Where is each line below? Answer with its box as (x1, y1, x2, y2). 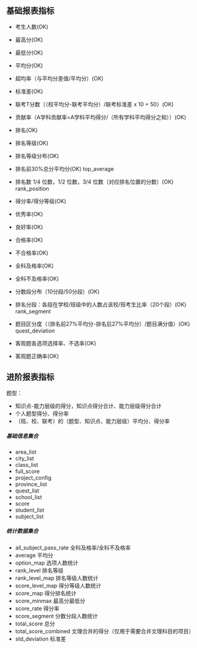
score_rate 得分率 (15, 604, 60, 612)
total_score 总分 (15, 619, 55, 627)
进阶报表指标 (6, 372, 55, 382)
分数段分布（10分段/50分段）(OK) (15, 288, 100, 295)
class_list (15, 461, 38, 468)
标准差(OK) (15, 88, 44, 95)
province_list (15, 480, 47, 488)
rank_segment (15, 308, 51, 315)
